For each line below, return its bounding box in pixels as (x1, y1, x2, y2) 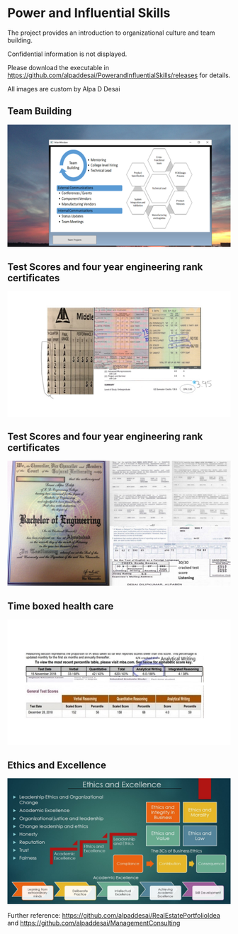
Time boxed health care (7, 600, 114, 612)
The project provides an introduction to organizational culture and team (7, 28, 215, 37)
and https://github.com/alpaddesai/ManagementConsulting (7, 918, 181, 927)
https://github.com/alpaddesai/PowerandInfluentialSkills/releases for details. (7, 71, 231, 79)
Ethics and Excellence (7, 759, 107, 771)
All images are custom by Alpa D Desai (7, 84, 120, 93)
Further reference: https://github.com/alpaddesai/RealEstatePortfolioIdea (7, 911, 221, 919)
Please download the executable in (7, 63, 110, 72)
